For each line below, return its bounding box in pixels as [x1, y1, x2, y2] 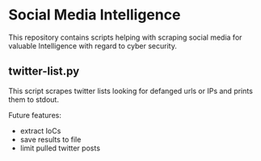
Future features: [8, 110, 62, 120]
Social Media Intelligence [8, 6, 181, 24]
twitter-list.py [8, 65, 80, 78]
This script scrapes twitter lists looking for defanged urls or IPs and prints [8, 86, 253, 95]
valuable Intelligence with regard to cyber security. [8, 40, 178, 50]
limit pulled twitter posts [19, 143, 101, 153]
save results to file [19, 134, 82, 144]
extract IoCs [19, 125, 61, 135]
